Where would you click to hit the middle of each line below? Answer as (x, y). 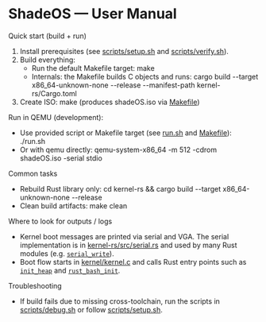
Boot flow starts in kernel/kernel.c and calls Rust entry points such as (133, 262)
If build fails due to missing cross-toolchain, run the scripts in (120, 301)
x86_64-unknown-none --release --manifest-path (113, 85)
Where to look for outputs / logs (60, 221)
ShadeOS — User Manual (93, 14)
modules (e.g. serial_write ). (67, 253)
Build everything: (47, 60)
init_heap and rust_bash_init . (70, 270)
